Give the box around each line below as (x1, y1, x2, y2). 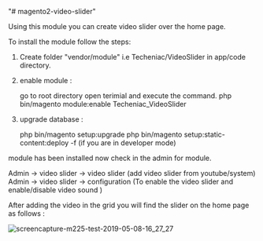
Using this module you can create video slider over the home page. (8, 22, 226, 31)
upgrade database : (19, 115, 84, 124)
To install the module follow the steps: (8, 37, 131, 46)
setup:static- (183, 130, 226, 139)
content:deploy (19, 138, 69, 148)
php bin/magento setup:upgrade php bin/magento (19, 130, 183, 139)
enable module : (19, 76, 72, 85)
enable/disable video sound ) (8, 185, 103, 195)
